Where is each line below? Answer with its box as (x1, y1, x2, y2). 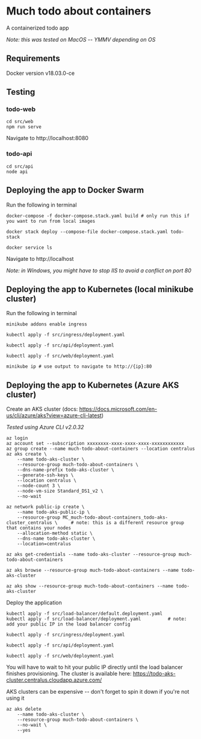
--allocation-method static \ (17, 530, 93, 537)
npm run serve (6, 124, 42, 130)
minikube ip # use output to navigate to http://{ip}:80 (6, 363, 152, 369)
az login (6, 435, 28, 441)
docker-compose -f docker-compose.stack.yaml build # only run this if (6, 213, 190, 219)
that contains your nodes (6, 525, 71, 531)
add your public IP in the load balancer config (6, 621, 131, 627)
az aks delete (6, 706, 42, 712)
